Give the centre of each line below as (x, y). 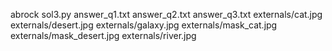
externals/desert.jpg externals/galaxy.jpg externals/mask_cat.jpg (144, 25)
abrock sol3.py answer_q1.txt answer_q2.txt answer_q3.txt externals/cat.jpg (166, 14)
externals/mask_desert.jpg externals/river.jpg (103, 35)
